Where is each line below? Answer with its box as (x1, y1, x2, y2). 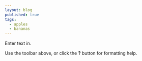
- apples (9, 21, 28, 27)
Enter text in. (5, 40, 32, 46)
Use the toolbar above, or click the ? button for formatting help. (5, 50, 137, 56)
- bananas (9, 26, 30, 32)
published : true (5, 12, 39, 17)
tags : (5, 17, 16, 22)
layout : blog (5, 7, 33, 13)
